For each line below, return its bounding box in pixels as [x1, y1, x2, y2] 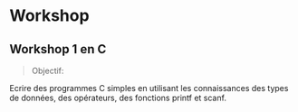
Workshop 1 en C [9, 42, 107, 57]
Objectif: [31, 65, 64, 76]
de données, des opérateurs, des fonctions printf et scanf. [9, 92, 226, 103]
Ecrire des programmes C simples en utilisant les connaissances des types [9, 83, 289, 93]
